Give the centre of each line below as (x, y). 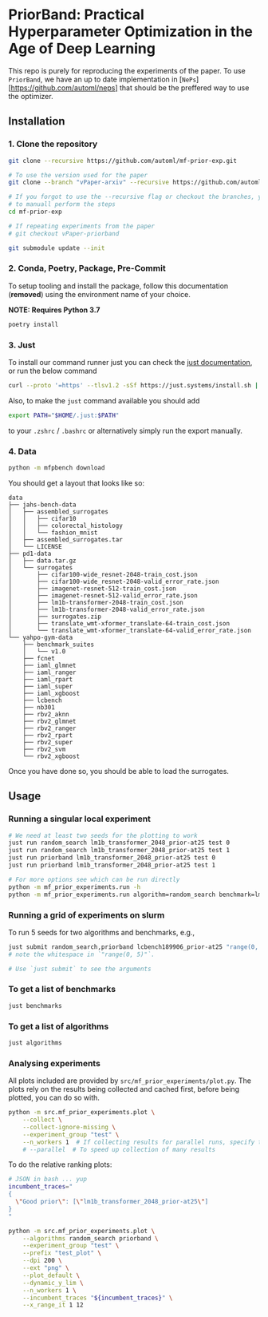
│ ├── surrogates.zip (55, 617)
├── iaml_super (48, 686)
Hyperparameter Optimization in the (131, 32)
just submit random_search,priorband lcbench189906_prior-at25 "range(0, (134, 947)
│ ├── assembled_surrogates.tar (66, 539)
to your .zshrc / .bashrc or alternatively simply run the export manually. (126, 430)
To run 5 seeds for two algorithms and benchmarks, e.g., (102, 932)
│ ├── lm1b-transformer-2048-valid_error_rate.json (106, 609)
